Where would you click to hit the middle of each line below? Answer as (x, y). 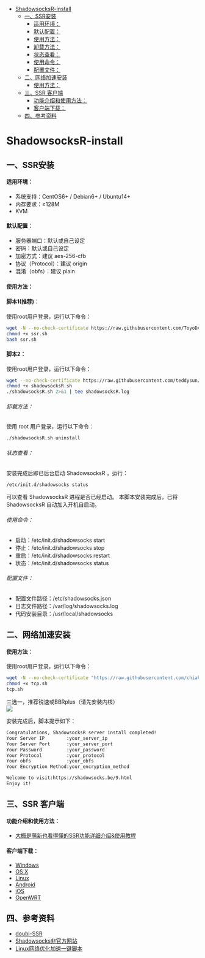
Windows (27, 865)
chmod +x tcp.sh (27, 684)
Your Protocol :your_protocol (56, 755)
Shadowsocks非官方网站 (46, 941)
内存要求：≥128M (37, 204)
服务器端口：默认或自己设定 (50, 240)
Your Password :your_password (56, 750)
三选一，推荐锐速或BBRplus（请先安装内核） (62, 702)
